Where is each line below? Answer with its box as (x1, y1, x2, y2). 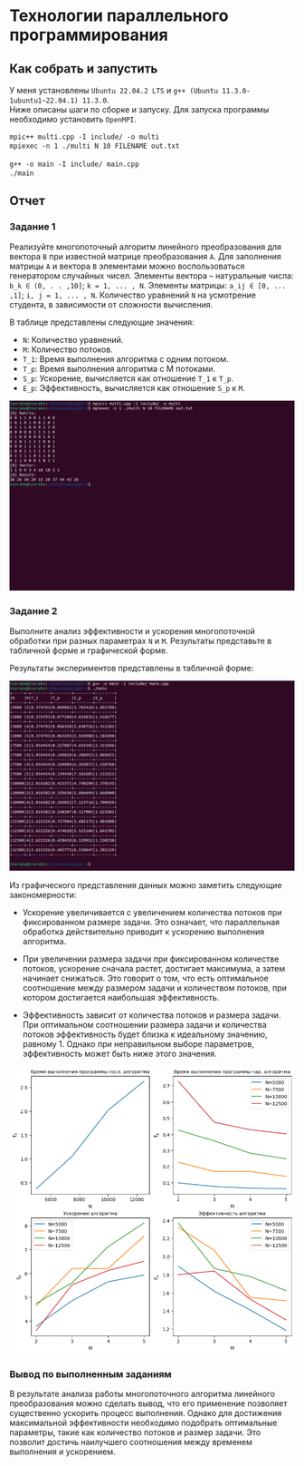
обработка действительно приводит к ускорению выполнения (22, 926, 265, 937)
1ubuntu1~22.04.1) (9, 96, 79, 105)
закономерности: (9, 890, 77, 901)
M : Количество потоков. (22, 344, 113, 355)
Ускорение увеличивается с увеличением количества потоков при (22, 907, 282, 918)
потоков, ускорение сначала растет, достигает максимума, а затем (22, 963, 286, 974)
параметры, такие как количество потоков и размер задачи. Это (9, 1427, 261, 1438)
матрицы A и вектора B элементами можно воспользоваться (9, 260, 245, 271)
